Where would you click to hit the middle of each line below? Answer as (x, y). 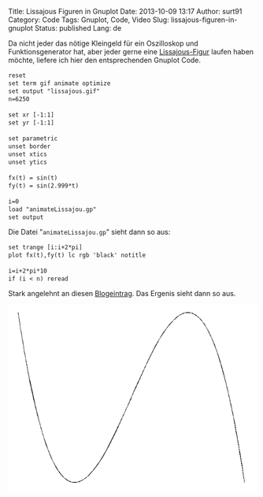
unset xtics (28, 154)
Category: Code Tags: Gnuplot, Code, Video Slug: (89, 20)
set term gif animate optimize (59, 83)
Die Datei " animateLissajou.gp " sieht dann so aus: (89, 232)
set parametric (33, 139)
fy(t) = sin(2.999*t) (44, 186)
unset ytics (28, 162)
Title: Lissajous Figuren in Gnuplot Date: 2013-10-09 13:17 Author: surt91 (125, 11)
